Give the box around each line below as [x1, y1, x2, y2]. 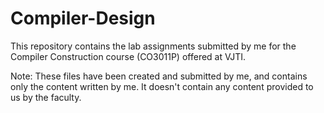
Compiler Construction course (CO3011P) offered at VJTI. [10, 50, 247, 62]
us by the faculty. [10, 91, 82, 103]
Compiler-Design [10, 7, 156, 30]
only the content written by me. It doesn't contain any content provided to [10, 80, 314, 92]
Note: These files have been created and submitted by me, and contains [10, 70, 308, 82]
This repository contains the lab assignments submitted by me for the [10, 40, 297, 52]
